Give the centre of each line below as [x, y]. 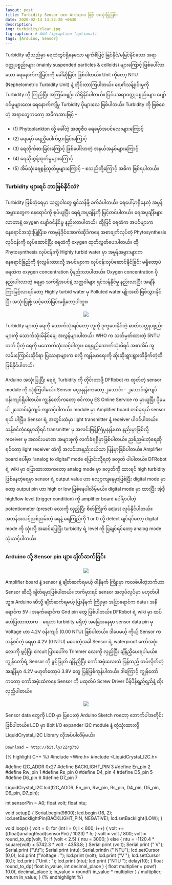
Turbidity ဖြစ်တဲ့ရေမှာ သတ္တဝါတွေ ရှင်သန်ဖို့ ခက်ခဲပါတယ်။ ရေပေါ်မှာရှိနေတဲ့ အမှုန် [84, 202]
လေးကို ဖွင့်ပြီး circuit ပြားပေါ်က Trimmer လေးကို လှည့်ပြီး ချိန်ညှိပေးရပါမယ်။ [81, 651]
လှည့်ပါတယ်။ [19, 691]
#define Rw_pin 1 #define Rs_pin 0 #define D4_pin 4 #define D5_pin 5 [79, 772]
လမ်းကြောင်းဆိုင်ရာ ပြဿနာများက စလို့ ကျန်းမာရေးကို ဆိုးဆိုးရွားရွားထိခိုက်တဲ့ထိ [84, 355]
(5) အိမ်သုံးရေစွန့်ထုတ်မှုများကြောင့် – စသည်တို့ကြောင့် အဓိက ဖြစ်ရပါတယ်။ [86, 168]
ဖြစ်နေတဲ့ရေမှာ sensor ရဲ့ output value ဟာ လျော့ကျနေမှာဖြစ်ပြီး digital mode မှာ [85, 479]
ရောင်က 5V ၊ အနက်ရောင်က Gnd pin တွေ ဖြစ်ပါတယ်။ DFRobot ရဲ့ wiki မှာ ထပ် [84, 612]
